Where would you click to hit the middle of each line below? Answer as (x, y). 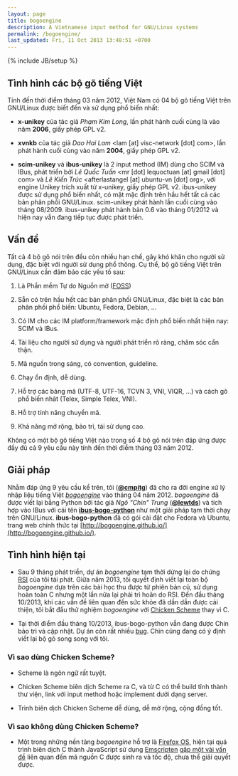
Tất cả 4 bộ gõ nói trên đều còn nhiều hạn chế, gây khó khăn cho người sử (116, 256)
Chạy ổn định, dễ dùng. (52, 377)
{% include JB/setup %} (43, 61)
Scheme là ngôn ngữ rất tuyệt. (62, 673)
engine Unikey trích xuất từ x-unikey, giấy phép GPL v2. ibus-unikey (117, 187)
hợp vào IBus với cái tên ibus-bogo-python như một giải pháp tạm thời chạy (119, 510)
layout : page (27, 14)
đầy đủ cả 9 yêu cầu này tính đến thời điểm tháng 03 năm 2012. (101, 447)
